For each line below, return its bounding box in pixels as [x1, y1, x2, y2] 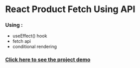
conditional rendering [12, 44, 57, 50]
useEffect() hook [12, 33, 48, 39]
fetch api [12, 38, 31, 44]
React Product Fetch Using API [5, 4, 135, 15]
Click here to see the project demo [5, 56, 91, 63]
